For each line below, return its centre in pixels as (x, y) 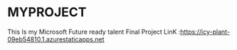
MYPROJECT (47, 12)
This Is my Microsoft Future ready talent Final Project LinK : (94, 32)
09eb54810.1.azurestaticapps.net (56, 39)
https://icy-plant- (205, 32)
